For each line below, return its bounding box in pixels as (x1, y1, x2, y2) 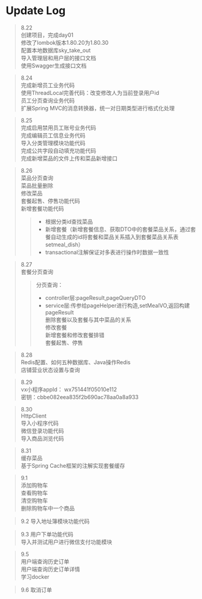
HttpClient (20, 412, 47, 419)
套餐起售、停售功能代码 (20, 197, 80, 204)
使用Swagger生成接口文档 (20, 62, 87, 69)
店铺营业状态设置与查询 (20, 366, 80, 373)
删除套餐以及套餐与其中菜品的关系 (45, 316, 132, 323)
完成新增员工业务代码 (20, 81, 75, 89)
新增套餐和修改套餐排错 (45, 331, 105, 338)
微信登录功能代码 (20, 427, 64, 434)
